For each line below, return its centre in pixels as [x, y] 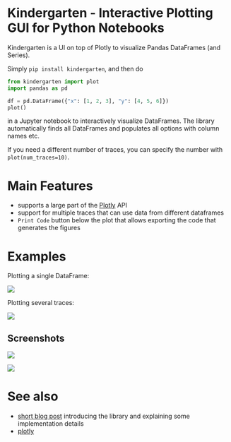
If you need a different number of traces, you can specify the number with [115, 150]
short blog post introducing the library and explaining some [104, 416]
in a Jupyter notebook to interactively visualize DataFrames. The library [111, 121]
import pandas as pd [38, 88]
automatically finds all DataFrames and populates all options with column [113, 129]
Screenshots [36, 338]
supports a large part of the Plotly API [72, 205]
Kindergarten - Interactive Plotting [110, 13]
